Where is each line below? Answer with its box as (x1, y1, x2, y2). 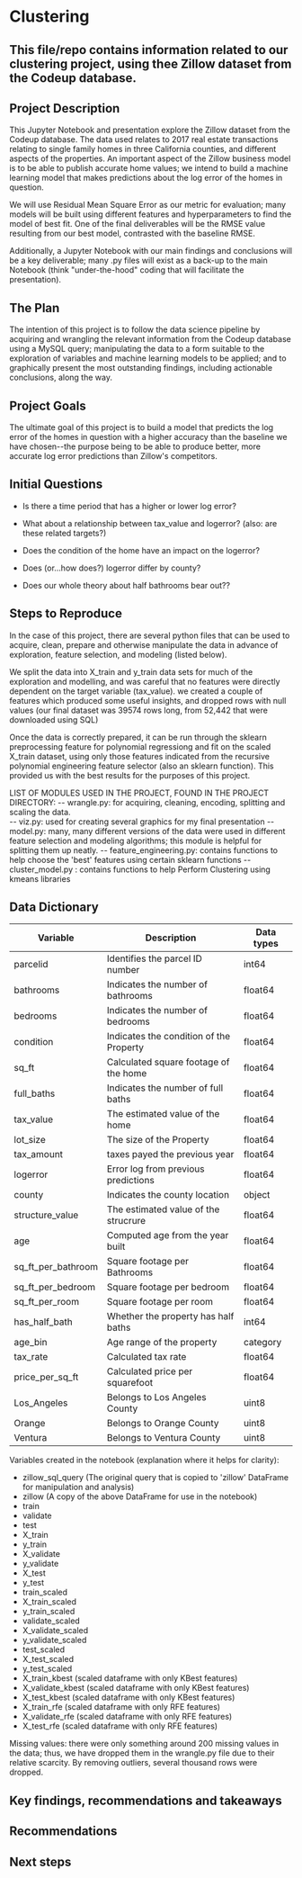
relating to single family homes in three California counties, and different (9, 144, 277, 155)
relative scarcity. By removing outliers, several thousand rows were (9, 1757, 258, 1768)
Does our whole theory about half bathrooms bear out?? (22, 580, 231, 590)
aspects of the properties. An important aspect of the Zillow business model (9, 153, 291, 164)
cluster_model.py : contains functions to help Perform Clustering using (9, 864, 271, 875)
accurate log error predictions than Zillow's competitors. (9, 451, 218, 462)
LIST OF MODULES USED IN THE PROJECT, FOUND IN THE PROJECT (9, 787, 270, 798)
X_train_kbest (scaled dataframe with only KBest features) (22, 1673, 238, 1684)
